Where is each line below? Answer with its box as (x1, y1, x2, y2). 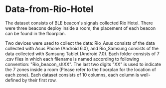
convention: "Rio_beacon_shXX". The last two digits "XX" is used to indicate (5, 61, 161, 67)
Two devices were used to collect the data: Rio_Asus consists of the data (5, 40, 156, 46)
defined (5, 77, 21, 83)
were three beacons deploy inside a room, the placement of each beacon (5, 25, 156, 31)
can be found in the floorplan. (5, 30, 66, 36)
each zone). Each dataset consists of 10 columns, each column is (5, 72, 140, 78)
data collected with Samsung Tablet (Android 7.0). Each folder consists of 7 (5, 51, 160, 57)
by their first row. (22, 77, 57, 83)
